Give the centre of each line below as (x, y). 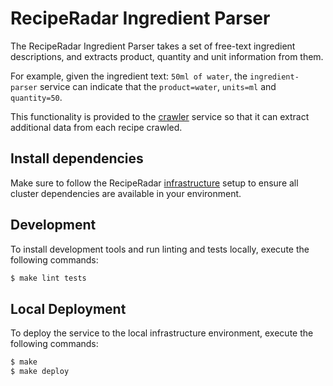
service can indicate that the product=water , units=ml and (158, 86)
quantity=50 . (36, 97)
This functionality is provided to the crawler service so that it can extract (160, 116)
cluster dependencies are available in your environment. (126, 193)
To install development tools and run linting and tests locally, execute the (160, 249)
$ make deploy (40, 372)
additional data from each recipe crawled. (96, 127)
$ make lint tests (48, 278)
